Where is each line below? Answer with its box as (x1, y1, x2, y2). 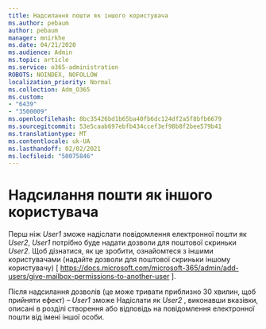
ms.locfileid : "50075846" (8, 152, 94, 160)
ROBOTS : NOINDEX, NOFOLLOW (8, 71, 98, 79)
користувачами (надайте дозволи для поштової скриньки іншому (8, 255, 231, 265)
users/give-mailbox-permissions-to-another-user (8, 272, 170, 281)
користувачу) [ (8, 263, 59, 273)
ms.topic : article (8, 56, 69, 64)
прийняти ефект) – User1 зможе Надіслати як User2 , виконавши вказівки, (8, 296, 259, 305)
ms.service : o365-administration (8, 64, 119, 72)
